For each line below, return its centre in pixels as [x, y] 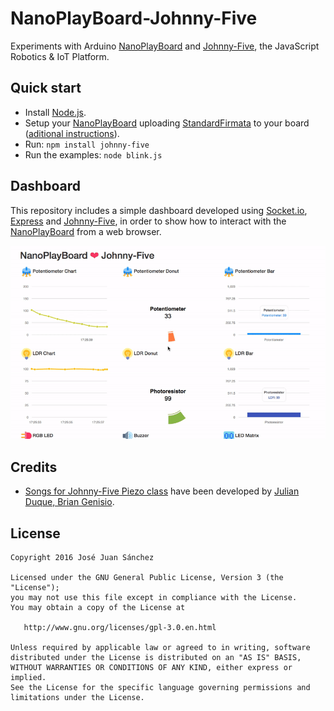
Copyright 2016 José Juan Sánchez [82, 558]
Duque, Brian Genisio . [69, 502]
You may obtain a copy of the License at [98, 608]
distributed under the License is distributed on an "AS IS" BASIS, [156, 658]
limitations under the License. [77, 698]
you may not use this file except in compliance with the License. [154, 598]
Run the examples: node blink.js [93, 154]
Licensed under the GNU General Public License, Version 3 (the [147, 578]
